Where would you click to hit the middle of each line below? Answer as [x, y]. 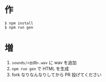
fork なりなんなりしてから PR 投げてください [57, 74]
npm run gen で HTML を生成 [40, 68]
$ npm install [19, 23]
